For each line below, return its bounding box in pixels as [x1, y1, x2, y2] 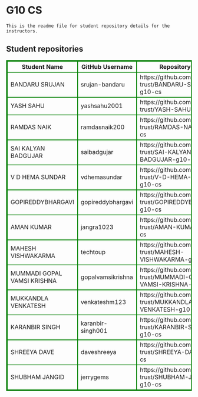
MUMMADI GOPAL [11, 269, 62, 277]
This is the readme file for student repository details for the [6, 23, 170, 29]
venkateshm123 [80, 298, 127, 306]
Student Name [21, 62, 64, 71]
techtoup [80, 248, 106, 256]
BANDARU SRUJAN [11, 80, 65, 88]
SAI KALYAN [11, 144, 45, 152]
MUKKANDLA [11, 294, 49, 302]
